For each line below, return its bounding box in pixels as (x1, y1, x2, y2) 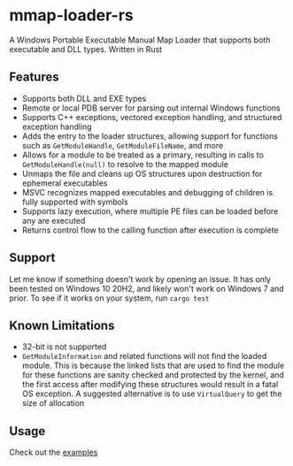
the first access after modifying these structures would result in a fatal (21, 379, 279, 390)
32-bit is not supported (21, 341, 107, 352)
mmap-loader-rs (9, 5, 135, 26)
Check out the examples (9, 447, 98, 458)
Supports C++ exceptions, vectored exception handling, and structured (21, 111, 282, 122)
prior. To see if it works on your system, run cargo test (9, 293, 210, 303)
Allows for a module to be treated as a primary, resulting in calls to (21, 149, 264, 160)
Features (9, 70, 59, 85)
